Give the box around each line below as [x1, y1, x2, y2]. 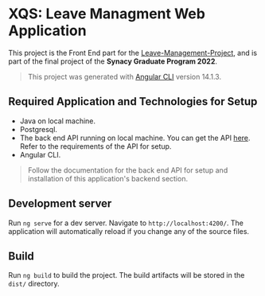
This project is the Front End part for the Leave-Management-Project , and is [8, 48, 257, 57]
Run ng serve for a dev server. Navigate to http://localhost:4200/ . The [8, 218, 244, 228]
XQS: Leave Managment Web [8, 5, 205, 23]
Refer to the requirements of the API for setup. [19, 141, 172, 151]
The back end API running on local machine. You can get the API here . [19, 133, 251, 142]
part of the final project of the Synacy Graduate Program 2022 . [8, 56, 217, 66]
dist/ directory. [8, 279, 60, 289]
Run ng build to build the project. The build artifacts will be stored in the [8, 271, 245, 280]
